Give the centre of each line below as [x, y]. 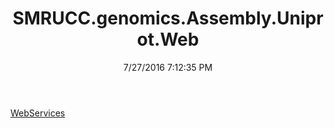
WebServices [38, 113]
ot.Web [168, 39]
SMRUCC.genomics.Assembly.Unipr [168, 18]
